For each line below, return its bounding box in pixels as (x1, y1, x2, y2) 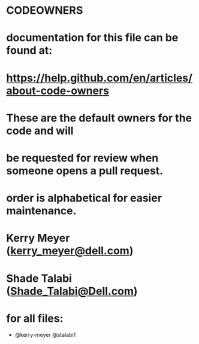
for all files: (6, 312, 64, 325)
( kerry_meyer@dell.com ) (6, 244, 134, 258)
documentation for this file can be (6, 31, 179, 45)
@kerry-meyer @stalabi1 (14, 331, 76, 339)
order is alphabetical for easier (6, 191, 162, 205)
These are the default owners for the (6, 111, 192, 124)
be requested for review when (6, 151, 159, 165)
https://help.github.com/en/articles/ (6, 71, 193, 84)
